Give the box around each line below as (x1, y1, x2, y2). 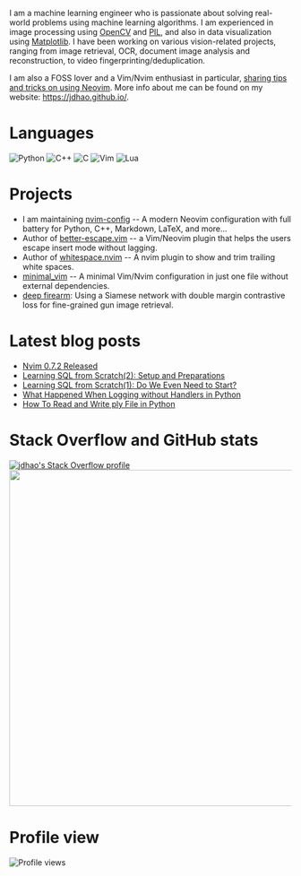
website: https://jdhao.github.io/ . (9, 91, 130, 102)
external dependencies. (21, 280, 110, 291)
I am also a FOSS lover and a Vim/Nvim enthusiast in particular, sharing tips (9, 73, 288, 83)
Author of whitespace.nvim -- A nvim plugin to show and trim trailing (21, 251, 276, 263)
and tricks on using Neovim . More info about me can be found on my (9, 82, 263, 92)
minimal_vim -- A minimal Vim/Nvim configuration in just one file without (21, 271, 288, 282)
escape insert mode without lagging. (21, 242, 159, 253)
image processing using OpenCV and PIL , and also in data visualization (9, 27, 271, 37)
